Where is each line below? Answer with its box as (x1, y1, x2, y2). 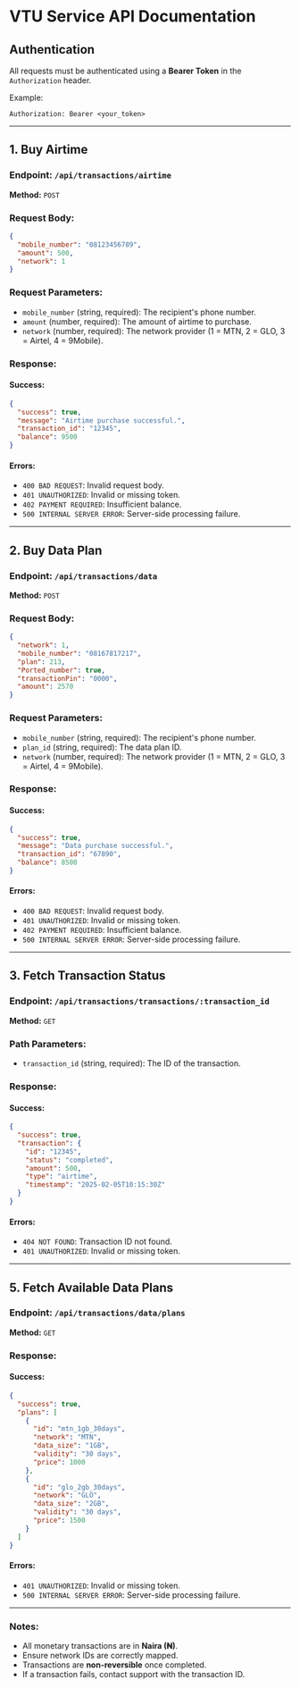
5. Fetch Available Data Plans (9, 1280, 174, 1295)
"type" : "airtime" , (25, 1172, 98, 1181)
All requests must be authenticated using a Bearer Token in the (9, 65, 242, 76)
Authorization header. (9, 75, 92, 86)
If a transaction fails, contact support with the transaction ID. (21, 1669, 246, 1680)
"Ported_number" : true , (17, 666, 105, 675)
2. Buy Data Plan (9, 542, 103, 558)
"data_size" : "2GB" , (32, 1499, 110, 1508)
